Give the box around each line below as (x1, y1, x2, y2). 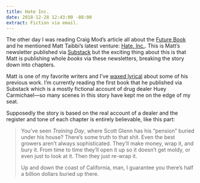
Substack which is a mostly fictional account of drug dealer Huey (6, 86, 167, 93)
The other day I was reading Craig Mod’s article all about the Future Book (6, 36, 186, 43)
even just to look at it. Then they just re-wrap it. (20, 153, 137, 160)
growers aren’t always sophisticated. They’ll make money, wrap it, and (20, 140, 194, 147)
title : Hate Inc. (6, 8, 50, 15)
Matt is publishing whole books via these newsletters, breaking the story (6, 55, 184, 62)
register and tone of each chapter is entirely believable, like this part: (6, 116, 175, 123)
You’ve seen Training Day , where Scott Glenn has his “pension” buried (20, 127, 195, 134)
